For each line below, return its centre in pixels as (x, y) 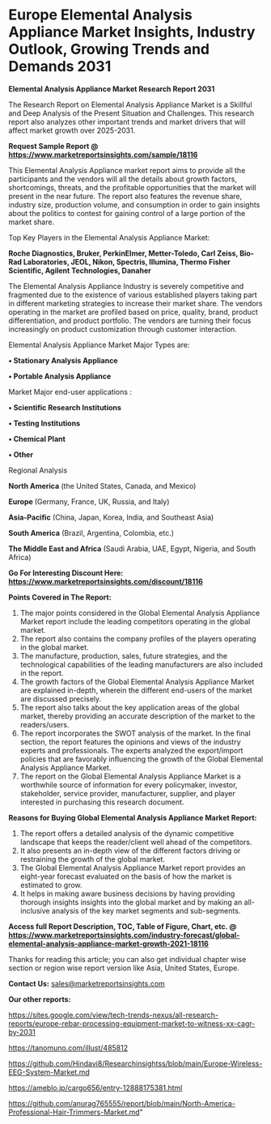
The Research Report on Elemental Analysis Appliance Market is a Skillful (130, 104)
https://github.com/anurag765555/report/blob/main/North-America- (122, 1103)
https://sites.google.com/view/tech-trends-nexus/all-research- (114, 1015)
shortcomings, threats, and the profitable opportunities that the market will (132, 187)
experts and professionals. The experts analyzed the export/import (131, 750)
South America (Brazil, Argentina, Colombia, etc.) (91, 532)
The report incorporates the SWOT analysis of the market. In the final (135, 733)
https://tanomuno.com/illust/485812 (68, 1048)
